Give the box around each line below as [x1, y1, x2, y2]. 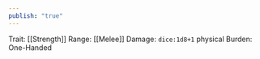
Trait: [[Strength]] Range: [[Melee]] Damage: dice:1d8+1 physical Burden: [8, 34, 253, 44]
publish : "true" [8, 11, 63, 20]
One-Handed [8, 42, 53, 53]
